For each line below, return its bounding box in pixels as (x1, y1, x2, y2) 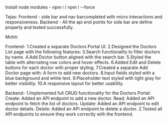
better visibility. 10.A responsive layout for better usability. (5, 80, 124, 86)
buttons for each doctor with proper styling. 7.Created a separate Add (5, 64, 148, 70)
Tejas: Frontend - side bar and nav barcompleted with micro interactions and (5, 14, 163, 19)
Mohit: (5, 34, 18, 40)
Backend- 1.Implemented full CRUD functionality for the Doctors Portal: (5, 90, 151, 96)
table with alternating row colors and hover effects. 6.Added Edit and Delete (5, 60, 161, 65)
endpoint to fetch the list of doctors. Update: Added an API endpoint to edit (5, 101, 160, 106)
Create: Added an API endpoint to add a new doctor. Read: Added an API (5, 95, 155, 101)
